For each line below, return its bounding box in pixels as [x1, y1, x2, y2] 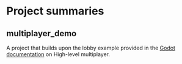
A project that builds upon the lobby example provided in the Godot [6, 44, 176, 51]
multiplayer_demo [6, 28, 77, 39]
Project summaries [6, 4, 104, 18]
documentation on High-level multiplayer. [6, 51, 111, 58]
